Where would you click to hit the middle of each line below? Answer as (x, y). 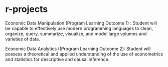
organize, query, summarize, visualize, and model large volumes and (76, 33)
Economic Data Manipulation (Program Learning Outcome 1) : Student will (81, 23)
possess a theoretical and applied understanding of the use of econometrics (84, 54)
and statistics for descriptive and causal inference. (57, 59)
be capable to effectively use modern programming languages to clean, (79, 28)
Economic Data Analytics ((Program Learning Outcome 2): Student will (78, 48)
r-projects (27, 9)
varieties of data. (23, 39)
